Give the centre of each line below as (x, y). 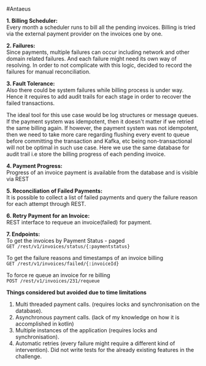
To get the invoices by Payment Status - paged (66, 241)
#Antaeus (19, 9)
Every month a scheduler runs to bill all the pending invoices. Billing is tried (101, 27)
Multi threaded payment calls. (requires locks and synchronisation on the (107, 304)
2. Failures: (21, 46)
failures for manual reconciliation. (48, 72)
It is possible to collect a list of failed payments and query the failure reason (102, 197)
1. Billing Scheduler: (32, 21)
